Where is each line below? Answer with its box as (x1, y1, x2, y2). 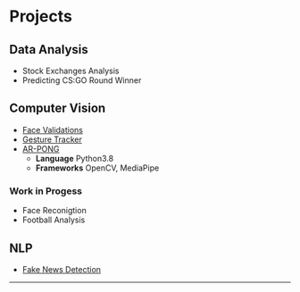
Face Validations (21, 124, 83, 135)
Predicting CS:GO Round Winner (21, 75, 142, 86)
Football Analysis (21, 214, 86, 225)
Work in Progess (9, 185, 83, 197)
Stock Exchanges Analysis (21, 65, 120, 76)
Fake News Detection (21, 263, 101, 274)
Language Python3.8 (35, 153, 114, 163)
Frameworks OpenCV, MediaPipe (35, 163, 160, 173)
